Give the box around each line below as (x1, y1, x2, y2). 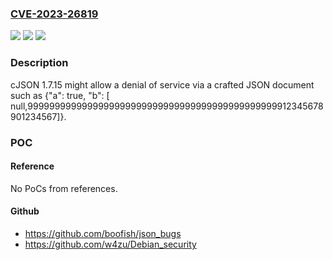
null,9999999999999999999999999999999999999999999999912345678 (10, 100, 324, 112)
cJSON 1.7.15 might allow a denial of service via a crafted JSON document (10, 78, 315, 91)
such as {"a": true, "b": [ (10, 89, 110, 101)
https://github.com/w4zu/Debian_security (24, 238, 197, 250)
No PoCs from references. (10, 182, 118, 194)
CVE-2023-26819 (10, 7, 99, 21)
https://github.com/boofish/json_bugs (24, 227, 182, 239)
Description (10, 56, 69, 70)
